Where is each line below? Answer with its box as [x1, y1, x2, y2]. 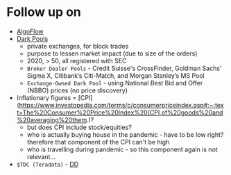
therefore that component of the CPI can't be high [26, 137, 170, 146]
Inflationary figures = [16, 93, 77, 101]
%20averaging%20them [16, 115, 87, 124]
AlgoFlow [16, 27, 44, 35]
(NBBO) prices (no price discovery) [26, 86, 128, 94]
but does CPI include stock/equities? [26, 123, 132, 131]
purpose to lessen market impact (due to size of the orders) [26, 49, 198, 58]
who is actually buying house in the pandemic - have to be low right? [26, 130, 224, 139]
